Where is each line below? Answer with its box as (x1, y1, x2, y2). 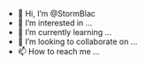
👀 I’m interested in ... (17, 18, 93, 28)
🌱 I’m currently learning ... (17, 27, 112, 37)
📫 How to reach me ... (17, 47, 100, 56)
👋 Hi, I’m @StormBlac (17, 9, 96, 18)
